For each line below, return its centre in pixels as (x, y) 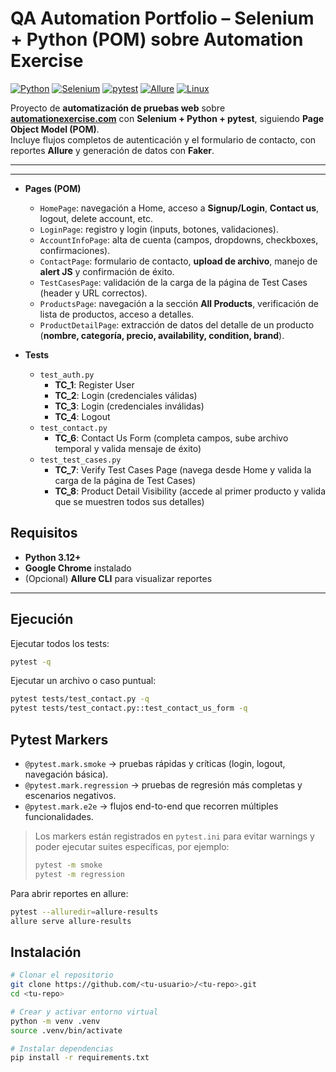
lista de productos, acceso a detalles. (117, 314)
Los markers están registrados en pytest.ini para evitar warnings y (174, 836)
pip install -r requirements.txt (80, 1058)
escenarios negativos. (70, 795)
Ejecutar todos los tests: (60, 643)
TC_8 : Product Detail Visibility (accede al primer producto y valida (190, 491)
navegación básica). (66, 774)
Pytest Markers (59, 739)
